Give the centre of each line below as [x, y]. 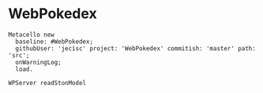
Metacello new [32, 35]
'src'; [19, 55]
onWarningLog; [38, 62]
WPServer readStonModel [47, 83]
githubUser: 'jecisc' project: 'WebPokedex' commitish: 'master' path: [136, 48]
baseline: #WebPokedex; [54, 41]
